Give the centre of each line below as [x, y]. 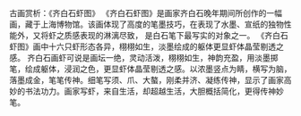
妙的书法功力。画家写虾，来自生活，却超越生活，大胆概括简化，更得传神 [142, 91]
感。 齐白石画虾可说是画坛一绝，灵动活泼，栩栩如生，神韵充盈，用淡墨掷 [144, 58]
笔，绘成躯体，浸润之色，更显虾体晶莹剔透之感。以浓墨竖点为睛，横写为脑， [150, 69]
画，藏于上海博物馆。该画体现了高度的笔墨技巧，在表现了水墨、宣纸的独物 [146, 24]
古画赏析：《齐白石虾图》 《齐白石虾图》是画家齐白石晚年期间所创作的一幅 [146, 13]
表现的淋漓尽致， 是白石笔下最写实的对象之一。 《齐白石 [184, 35]
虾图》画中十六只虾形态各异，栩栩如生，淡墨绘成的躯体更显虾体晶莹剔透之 [146, 46]
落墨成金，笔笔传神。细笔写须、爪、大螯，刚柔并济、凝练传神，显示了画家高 [150, 80]
